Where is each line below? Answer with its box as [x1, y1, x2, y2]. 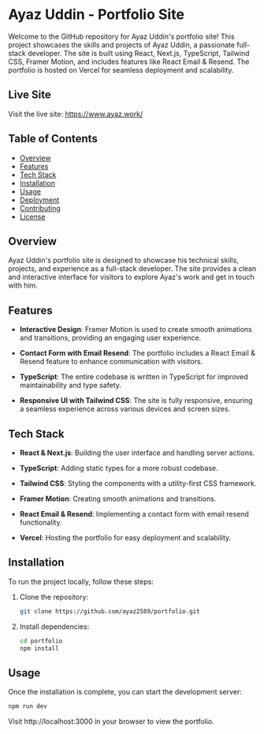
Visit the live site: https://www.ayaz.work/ [8, 109, 143, 119]
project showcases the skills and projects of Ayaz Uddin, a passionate [8, 40, 235, 49]
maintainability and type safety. [19, 381, 122, 390]
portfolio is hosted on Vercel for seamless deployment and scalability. [8, 65, 234, 74]
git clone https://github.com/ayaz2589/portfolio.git [19, 607, 200, 615]
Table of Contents [8, 132, 99, 145]
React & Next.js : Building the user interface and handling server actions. [19, 448, 255, 457]
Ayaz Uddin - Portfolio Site [8, 6, 185, 24]
